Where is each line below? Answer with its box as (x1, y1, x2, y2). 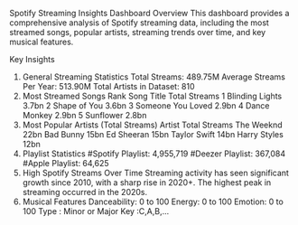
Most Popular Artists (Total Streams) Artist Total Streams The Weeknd (22, 119, 283, 130)
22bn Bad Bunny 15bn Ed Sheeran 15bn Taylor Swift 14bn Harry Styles (22, 129, 284, 139)
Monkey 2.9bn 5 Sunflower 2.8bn (22, 110, 147, 120)
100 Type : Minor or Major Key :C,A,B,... (22, 206, 170, 216)
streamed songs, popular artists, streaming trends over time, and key (9, 27, 266, 37)
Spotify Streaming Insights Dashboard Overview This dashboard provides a (9, 8, 290, 18)
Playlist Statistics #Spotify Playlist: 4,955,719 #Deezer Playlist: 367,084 (22, 148, 286, 159)
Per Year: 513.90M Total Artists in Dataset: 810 (22, 81, 196, 91)
